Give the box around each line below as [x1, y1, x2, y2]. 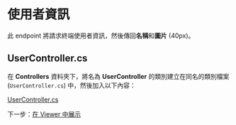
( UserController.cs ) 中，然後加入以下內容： [7, 81, 136, 89]
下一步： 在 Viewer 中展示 [7, 109, 82, 118]
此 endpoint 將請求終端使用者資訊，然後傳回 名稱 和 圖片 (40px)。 [7, 31, 195, 40]
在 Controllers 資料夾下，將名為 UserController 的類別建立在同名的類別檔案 [7, 72, 230, 80]
